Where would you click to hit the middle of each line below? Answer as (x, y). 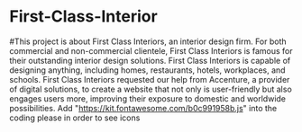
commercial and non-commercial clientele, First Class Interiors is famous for (151, 50)
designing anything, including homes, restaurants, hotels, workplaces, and (147, 70)
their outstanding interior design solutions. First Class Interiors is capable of (150, 60)
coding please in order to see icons (75, 118)
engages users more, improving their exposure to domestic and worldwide (148, 98)
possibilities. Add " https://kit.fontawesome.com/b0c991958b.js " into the (143, 108)
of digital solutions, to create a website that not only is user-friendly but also (151, 89)
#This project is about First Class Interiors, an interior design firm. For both (148, 41)
